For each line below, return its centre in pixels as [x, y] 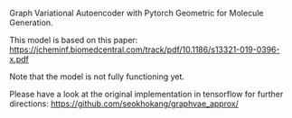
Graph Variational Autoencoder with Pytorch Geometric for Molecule [137, 13]
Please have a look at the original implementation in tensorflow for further [146, 94]
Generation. [31, 23]
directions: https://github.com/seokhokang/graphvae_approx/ [124, 104]
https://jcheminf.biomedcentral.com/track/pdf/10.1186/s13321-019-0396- [145, 50]
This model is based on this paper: [74, 40]
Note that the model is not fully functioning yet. [97, 77]
